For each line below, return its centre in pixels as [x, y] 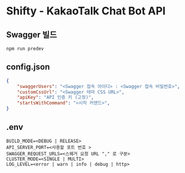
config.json [28, 67]
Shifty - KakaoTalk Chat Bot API [86, 11]
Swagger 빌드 [31, 34]
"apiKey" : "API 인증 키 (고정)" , [55, 98]
